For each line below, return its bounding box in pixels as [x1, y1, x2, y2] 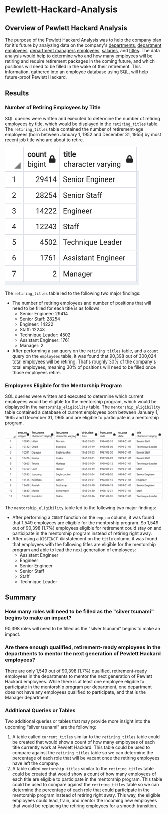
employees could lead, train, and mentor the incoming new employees [12, 797, 157, 803]
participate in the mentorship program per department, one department [5, 684, 152, 690]
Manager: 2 [19, 342, 44, 348]
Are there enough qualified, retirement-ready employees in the [5, 644, 161, 651]
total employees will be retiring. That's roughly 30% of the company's [12, 358, 156, 365]
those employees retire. [12, 369, 61, 375]
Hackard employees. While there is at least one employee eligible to [5, 678, 145, 684]
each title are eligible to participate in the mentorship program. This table [12, 776, 163, 782]
